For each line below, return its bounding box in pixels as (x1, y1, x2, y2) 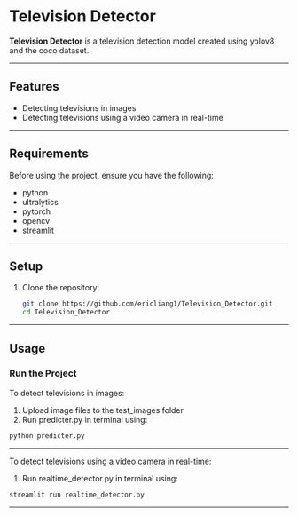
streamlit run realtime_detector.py (9, 490, 145, 499)
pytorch (21, 206, 51, 217)
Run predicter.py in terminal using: (21, 414, 148, 425)
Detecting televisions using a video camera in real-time (21, 112, 223, 123)
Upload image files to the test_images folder (21, 404, 184, 415)
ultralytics (21, 196, 59, 207)
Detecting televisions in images (21, 102, 137, 113)
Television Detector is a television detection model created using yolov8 (9, 36, 275, 46)
